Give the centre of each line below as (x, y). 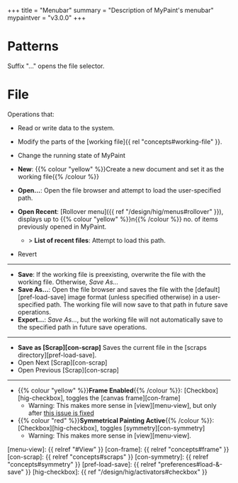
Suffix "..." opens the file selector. (56, 66)
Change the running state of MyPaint (72, 155)
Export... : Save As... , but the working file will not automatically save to (120, 319)
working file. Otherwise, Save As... (68, 282)
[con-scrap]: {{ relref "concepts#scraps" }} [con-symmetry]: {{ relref (108, 457)
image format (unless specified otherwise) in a (136, 297)
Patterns (33, 46)
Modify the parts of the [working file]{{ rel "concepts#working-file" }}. (120, 142)
